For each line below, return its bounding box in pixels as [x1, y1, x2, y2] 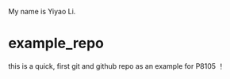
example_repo [8, 35, 105, 52]
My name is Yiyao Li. [8, 7, 76, 16]
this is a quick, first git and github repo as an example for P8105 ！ [8, 61, 225, 70]
